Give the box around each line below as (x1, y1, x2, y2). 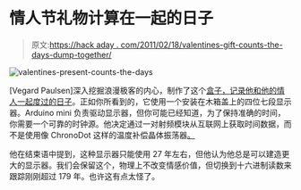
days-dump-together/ (30, 49, 112, 60)
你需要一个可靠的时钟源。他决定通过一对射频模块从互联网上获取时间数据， (9, 118, 284, 129)
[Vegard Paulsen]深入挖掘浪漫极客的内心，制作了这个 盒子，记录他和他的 (9, 85, 278, 95)
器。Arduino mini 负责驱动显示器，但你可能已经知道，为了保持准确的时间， (9, 107, 286, 118)
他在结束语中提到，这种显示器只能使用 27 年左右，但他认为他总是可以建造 (9, 148, 282, 159)
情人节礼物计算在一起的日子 (9, 8, 214, 29)
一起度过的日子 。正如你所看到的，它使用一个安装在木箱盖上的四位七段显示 (16, 95, 292, 107)
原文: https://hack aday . (30, 39, 119, 50)
